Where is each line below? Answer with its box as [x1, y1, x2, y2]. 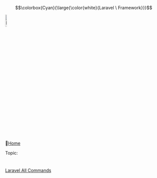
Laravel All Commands [5, 168, 51, 174]
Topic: [5, 150, 18, 156]
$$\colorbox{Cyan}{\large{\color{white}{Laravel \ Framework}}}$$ [15, 5, 153, 10]
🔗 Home [5, 140, 21, 146]
